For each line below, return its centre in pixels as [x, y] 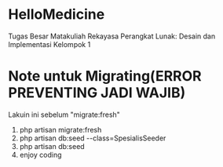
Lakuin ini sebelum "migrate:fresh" [64, 114]
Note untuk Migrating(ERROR [105, 76]
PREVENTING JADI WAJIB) [97, 93]
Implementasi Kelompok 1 [49, 44]
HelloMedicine [57, 15]
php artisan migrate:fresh [60, 129]
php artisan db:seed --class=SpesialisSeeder [93, 138]
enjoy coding [40, 154]
